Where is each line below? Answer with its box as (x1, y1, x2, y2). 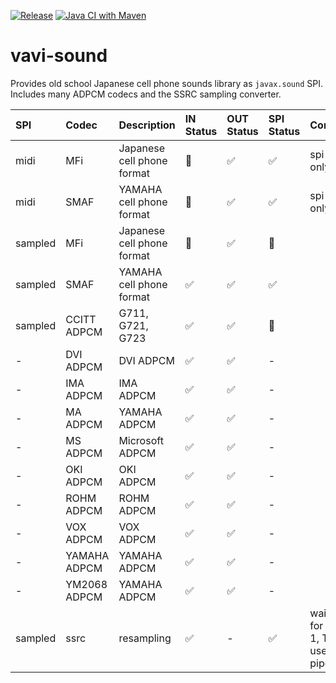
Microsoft (118, 433, 164, 447)
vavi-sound (10, 45, 108, 67)
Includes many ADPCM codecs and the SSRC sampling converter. (10, 88, 282, 100)
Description (118, 118, 176, 132)
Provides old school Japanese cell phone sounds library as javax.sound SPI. (10, 77, 323, 89)
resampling (118, 631, 172, 645)
